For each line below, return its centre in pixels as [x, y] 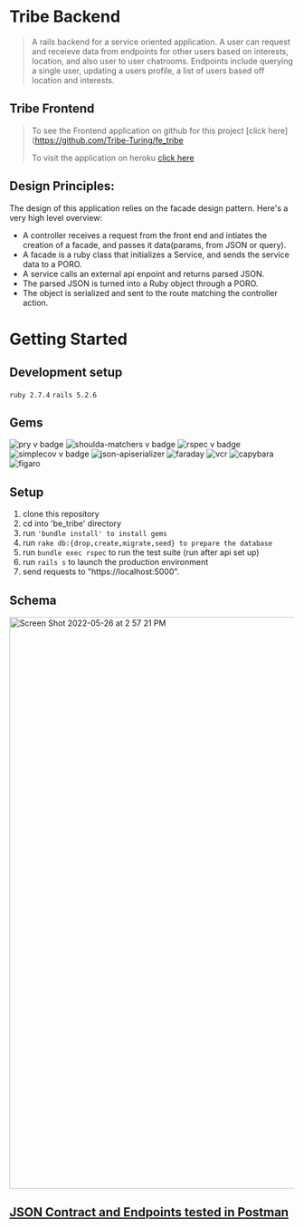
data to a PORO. [52, 264]
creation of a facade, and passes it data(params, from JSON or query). [154, 245]
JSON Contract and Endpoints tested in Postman [149, 1212]
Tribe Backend [65, 17]
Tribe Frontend [52, 109]
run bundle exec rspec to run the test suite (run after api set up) [141, 552]
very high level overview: [56, 217]
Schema [33, 600]
